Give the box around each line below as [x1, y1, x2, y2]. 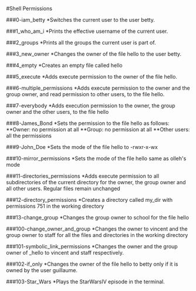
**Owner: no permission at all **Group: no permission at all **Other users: [6, 126, 190, 133]
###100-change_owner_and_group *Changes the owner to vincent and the [6, 225, 188, 232]
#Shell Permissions [6, 5, 53, 12]
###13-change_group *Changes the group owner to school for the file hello [6, 214, 190, 221]
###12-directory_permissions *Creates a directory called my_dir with [6, 197, 173, 203]
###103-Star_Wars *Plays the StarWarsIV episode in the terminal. [6, 278, 165, 285]
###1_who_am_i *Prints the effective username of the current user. [6, 28, 168, 35]
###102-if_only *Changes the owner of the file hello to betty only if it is [6, 260, 178, 268]
